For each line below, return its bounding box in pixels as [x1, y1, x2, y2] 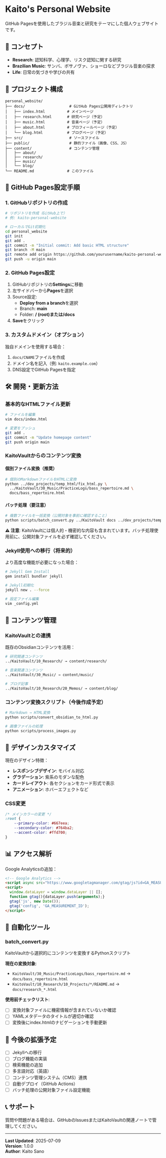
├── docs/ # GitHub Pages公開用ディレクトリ [5, 104, 133, 109]
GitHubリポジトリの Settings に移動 [12, 282, 83, 288]
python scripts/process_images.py [5, 728, 77, 733]
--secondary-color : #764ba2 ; [14, 825, 74, 831]
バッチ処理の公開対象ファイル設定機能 [12, 1087, 90, 1093]
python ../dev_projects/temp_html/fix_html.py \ [5, 481, 107, 486]
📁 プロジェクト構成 [5, 85, 63, 94]
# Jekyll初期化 [5, 583, 34, 588]
